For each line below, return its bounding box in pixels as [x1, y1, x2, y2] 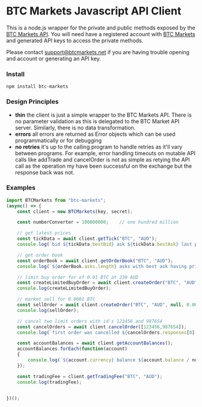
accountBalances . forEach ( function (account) [17, 346, 128, 352]
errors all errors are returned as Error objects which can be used [14, 130, 176, 138]
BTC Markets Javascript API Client [6, 4, 182, 18]
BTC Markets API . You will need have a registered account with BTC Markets [6, 30, 195, 37]
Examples [6, 183, 36, 192]
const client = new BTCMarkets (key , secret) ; [17, 209, 133, 215]
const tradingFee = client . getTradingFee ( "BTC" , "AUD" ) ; [17, 373, 163, 379]
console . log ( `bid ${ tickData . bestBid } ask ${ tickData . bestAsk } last [17, 242, 192, 248]
